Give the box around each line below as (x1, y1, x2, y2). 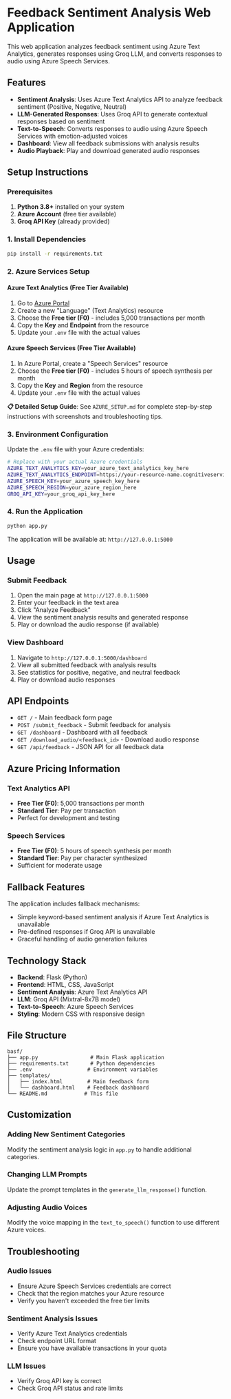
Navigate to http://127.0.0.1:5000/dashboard (16, 653, 147, 662)
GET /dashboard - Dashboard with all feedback (16, 728, 148, 737)
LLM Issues (7, 1361, 46, 1371)
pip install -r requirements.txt (7, 250, 103, 257)
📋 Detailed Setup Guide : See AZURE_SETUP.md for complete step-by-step (7, 402, 212, 411)
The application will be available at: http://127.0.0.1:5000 (7, 535, 173, 543)
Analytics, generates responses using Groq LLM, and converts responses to (7, 50, 222, 58)
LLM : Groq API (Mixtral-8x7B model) (16, 995, 121, 1003)
